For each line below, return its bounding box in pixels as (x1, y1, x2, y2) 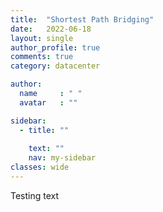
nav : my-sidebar (28, 153, 97, 163)
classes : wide (10, 162, 70, 173)
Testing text (10, 189, 60, 201)
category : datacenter (10, 61, 101, 71)
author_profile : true (10, 42, 101, 53)
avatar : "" (19, 97, 78, 108)
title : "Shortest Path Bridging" (10, 14, 155, 25)
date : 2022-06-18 (10, 24, 92, 34)
